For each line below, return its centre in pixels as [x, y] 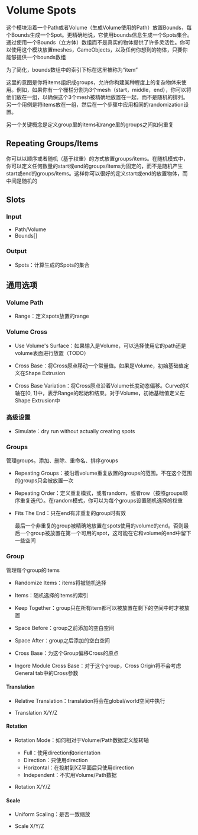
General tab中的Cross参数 [46, 673]
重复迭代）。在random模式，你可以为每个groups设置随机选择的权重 [101, 501]
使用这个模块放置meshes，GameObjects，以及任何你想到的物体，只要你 [99, 49]
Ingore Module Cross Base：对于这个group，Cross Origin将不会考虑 [98, 666]
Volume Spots [41, 10]
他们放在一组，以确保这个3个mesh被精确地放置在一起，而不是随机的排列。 [97, 97]
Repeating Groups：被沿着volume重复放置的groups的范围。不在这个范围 [103, 473]
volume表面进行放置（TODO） [52, 353]
